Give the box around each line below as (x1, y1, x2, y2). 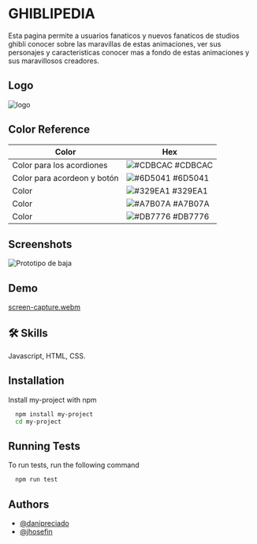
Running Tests (8, 439, 80, 452)
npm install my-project (15, 410, 93, 418)
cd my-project (15, 418, 61, 426)
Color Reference (8, 123, 91, 137)
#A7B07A (173, 198, 210, 209)
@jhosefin (19, 527, 53, 537)
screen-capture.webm (8, 302, 81, 312)
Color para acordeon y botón (12, 172, 120, 183)
